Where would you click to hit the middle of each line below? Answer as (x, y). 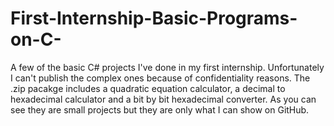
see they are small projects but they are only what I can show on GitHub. (160, 109)
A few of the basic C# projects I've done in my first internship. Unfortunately (167, 67)
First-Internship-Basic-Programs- (154, 18)
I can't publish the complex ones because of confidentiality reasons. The (160, 78)
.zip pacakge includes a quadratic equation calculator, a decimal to (148, 88)
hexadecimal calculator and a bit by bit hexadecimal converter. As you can (163, 99)
